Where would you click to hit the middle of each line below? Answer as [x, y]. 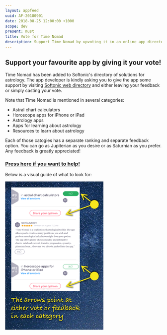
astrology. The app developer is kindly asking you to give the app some [78, 80]
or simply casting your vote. [34, 90]
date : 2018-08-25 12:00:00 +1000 [40, 21]
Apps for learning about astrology [47, 125]
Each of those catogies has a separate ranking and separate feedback [77, 140]
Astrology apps [28, 120]
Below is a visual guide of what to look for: [48, 174]
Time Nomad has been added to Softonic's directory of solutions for [75, 74]
